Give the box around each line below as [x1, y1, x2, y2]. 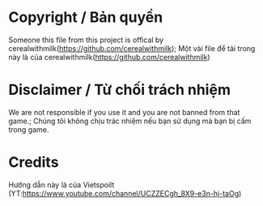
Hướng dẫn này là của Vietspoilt [8, 179, 115, 190]
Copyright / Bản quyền [8, 8, 163, 27]
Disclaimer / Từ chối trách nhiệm [8, 81, 231, 99]
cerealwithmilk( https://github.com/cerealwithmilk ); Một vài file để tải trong [8, 43, 256, 53]
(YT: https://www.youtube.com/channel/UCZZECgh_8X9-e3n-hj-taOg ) [8, 188, 242, 198]
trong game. [8, 124, 49, 134]
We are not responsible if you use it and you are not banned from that [8, 107, 240, 117]
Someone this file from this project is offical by [8, 35, 164, 45]
